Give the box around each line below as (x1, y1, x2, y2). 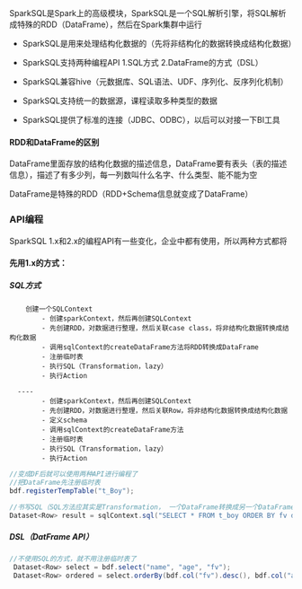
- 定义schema (41, 416, 88, 425)
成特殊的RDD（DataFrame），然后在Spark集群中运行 (9, 19, 202, 30)
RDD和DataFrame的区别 (9, 136, 100, 147)
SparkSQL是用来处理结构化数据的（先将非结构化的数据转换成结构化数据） (22, 39, 297, 48)
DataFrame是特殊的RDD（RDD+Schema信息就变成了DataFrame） (9, 189, 253, 199)
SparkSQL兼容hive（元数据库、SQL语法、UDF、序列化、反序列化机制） (22, 76, 289, 87)
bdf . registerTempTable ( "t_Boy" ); (9, 486, 135, 496)
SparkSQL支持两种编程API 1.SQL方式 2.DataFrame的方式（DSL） (22, 57, 263, 67)
